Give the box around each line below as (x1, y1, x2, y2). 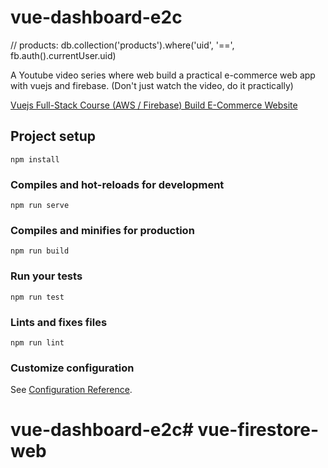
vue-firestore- (197, 419, 320, 441)
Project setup (10, 128, 97, 145)
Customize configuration (10, 361, 135, 375)
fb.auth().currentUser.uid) (10, 49, 117, 61)
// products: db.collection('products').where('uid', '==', (10, 39, 235, 51)
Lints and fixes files (10, 315, 108, 329)
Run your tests (10, 269, 83, 283)
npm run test (10, 292, 65, 302)
